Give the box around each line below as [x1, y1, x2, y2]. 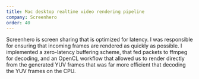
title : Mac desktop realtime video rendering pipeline [6, 8, 145, 15]
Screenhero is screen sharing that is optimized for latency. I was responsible [6, 36, 193, 43]
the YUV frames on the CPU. [6, 68, 76, 75]
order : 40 [6, 20, 31, 26]
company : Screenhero [6, 14, 58, 20]
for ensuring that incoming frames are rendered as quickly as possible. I [6, 42, 182, 49]
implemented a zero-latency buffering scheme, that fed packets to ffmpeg [6, 49, 188, 56]
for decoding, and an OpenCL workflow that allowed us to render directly [6, 55, 185, 62]
